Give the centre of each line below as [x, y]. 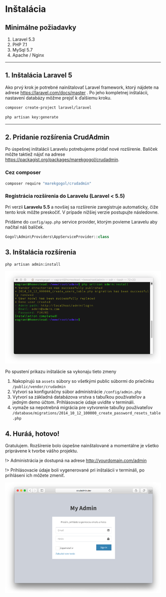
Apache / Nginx [28, 55]
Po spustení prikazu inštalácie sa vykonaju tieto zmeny [61, 372]
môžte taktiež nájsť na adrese [35, 154]
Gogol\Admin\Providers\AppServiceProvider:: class [57, 237]
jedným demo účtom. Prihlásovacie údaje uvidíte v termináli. [73, 402]
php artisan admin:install [33, 264]
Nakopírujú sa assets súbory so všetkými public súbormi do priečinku [83, 381]
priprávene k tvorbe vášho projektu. [41, 451]
